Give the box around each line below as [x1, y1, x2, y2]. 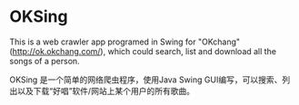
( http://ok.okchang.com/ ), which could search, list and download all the [9, 45, 277, 56]
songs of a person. [9, 55, 80, 66]
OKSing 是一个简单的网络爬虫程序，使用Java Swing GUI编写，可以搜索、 [9, 74, 283, 85]
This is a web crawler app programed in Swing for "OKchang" [9, 36, 241, 47]
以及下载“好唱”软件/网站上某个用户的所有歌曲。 [16, 85, 195, 96]
